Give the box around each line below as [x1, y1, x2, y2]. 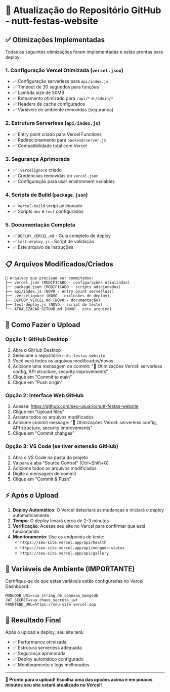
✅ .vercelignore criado [12, 167, 62, 173]
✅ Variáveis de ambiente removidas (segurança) [12, 107, 114, 113]
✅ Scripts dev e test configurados [12, 208, 84, 214]
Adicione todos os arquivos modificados [12, 465, 97, 471]
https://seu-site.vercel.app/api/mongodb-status [20, 545, 125, 550]
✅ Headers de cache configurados [12, 101, 86, 107]
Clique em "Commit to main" [12, 374, 72, 380]
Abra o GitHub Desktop [12, 347, 61, 353]
